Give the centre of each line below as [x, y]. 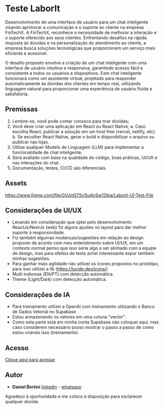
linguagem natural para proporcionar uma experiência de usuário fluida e [79, 89]
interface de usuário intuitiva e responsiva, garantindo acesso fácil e [74, 68]
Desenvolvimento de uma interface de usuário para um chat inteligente [77, 22]
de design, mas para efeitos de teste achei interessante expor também [83, 253]
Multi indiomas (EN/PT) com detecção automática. [63, 274]
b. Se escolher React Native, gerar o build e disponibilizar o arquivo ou [83, 136]
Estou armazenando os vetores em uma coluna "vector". [69, 317]
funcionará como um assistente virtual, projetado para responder [71, 78]
